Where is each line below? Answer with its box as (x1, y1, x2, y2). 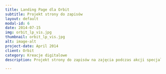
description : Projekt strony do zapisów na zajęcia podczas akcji (5, 57, 145, 62)
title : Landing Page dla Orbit (5, 7, 70, 12)
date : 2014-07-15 (5, 25, 41, 30)
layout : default (5, 16, 39, 21)
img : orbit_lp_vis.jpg (5, 30, 52, 35)
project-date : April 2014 (5, 44, 58, 49)
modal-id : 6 (5, 21, 30, 26)
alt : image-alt (5, 39, 37, 44)
